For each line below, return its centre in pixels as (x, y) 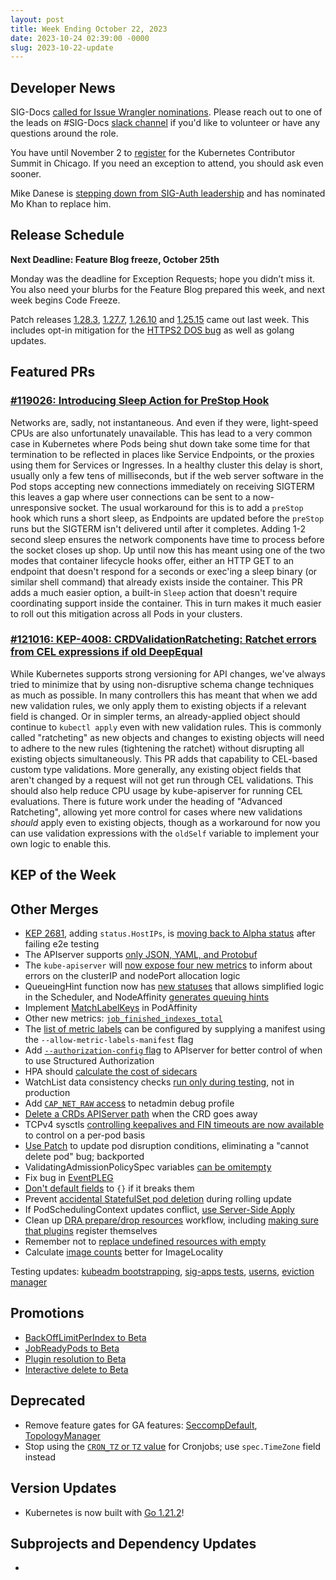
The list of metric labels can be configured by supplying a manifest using (175, 1029)
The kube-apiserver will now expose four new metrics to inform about (168, 965)
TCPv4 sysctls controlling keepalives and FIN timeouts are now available (174, 1125)
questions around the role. (64, 133)
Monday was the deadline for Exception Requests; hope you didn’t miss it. (163, 278)
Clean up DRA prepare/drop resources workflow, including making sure (172, 1220)
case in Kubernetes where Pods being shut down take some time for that (160, 443)
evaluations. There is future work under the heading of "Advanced (146, 801)
